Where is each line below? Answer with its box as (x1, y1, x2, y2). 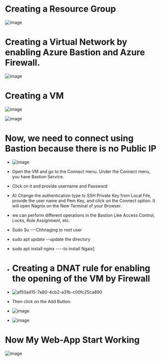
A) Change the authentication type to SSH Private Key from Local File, (12, 192, 151, 198)
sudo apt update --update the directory (12, 236, 91, 242)
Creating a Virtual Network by (5, 36, 127, 48)
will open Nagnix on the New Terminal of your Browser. (12, 203, 122, 208)
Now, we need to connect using (5, 133, 134, 144)
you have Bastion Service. (12, 173, 64, 179)
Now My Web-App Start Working (5, 334, 140, 345)
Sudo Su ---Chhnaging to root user (12, 227, 82, 233)
